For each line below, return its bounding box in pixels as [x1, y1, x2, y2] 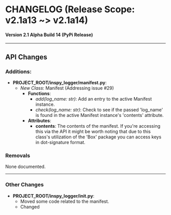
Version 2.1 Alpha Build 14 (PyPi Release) [5, 32, 93, 38]
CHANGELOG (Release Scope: [5, 4, 135, 15]
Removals [5, 152, 31, 159]
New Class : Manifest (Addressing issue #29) [20, 85, 115, 91]
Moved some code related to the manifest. [20, 198, 109, 204]
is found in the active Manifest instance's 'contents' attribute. [35, 112, 164, 118]
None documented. [5, 163, 46, 170]
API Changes [5, 53, 47, 61]
